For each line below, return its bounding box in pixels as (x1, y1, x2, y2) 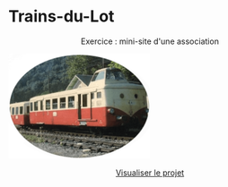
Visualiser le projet (115, 167, 185, 178)
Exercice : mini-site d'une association (81, 36, 219, 47)
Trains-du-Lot (8, 6, 115, 27)
